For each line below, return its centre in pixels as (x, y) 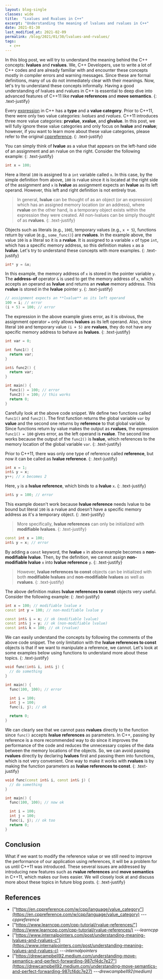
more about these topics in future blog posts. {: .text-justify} (65, 882)
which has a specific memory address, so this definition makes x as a (74, 245)
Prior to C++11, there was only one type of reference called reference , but (79, 453)
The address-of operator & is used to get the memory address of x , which (79, 279)
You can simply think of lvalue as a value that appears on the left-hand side (81, 146)
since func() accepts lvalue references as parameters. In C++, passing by (80, 735)
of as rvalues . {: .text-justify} (46, 220)
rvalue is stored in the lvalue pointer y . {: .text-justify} (59, 289)
